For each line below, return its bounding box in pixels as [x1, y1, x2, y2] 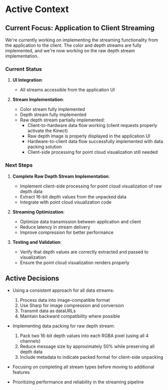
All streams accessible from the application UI [20, 87, 115, 93]
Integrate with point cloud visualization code [20, 199, 112, 205]
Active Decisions [5, 274, 59, 283]
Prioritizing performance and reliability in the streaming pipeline [12, 379, 144, 385]
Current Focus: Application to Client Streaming [5, 24, 155, 32]
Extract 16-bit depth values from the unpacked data [20, 193, 127, 200]
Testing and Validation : [12, 239, 62, 245]
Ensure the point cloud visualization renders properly [20, 259, 129, 266]
